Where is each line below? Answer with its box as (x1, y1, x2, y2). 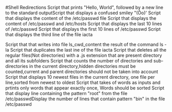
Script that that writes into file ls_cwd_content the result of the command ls (5, 41, 163, 48)
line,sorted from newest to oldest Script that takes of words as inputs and (5, 79, 161, 85)
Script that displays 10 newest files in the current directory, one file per (5, 74, 155, 80)
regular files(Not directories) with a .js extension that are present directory (5, 52, 162, 58)
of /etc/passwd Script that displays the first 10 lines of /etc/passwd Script (5, 26, 161, 32)
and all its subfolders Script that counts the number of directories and (5, 58, 152, 63)
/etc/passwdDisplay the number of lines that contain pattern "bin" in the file (5, 96, 165, 102)
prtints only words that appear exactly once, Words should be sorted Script (5, 85, 164, 91)
